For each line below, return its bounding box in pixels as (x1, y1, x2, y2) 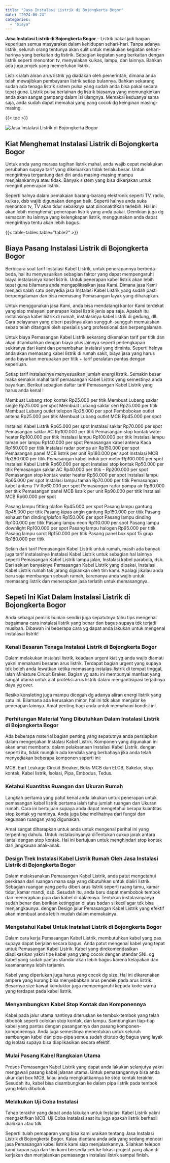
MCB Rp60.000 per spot (5, 493, 56, 500)
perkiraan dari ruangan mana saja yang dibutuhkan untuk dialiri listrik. (5, 878, 151, 884)
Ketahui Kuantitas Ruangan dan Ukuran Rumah (5, 783, 123, 790)
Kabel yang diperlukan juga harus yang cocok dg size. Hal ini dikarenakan (5, 972, 160, 978)
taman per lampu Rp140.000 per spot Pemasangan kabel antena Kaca (5, 439, 151, 446)
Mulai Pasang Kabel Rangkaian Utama (5, 1052, 100, 1059)
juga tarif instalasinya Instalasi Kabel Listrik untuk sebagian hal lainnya (5, 551, 152, 557)
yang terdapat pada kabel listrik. (5, 988, 73, 994)
